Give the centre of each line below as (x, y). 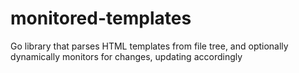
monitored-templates (101, 18)
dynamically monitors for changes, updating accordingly (126, 56)
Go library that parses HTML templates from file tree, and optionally (149, 46)
